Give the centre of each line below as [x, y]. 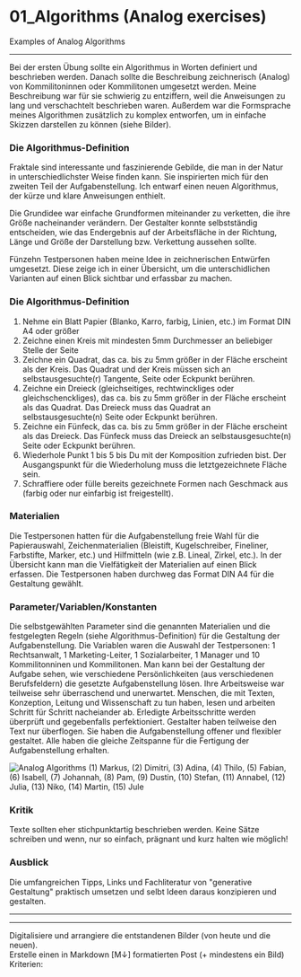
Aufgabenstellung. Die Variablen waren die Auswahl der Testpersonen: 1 [142, 646]
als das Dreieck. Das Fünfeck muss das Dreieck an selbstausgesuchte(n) [157, 436]
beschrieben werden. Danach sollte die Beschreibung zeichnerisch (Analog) [150, 76]
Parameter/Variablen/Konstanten [83, 606]
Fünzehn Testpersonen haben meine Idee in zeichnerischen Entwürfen [140, 260]
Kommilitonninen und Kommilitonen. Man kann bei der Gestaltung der [138, 665]
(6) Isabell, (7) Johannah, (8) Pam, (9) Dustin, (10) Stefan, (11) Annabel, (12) [147, 778]
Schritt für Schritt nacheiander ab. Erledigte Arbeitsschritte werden [133, 712]
